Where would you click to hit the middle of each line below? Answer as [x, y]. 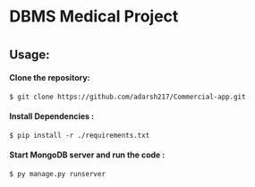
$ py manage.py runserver [57, 174]
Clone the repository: [50, 77]
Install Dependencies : [52, 116]
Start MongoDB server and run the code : [87, 155]
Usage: [30, 55]
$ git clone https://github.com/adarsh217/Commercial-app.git [127, 97]
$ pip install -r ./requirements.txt [80, 135]
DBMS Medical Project [94, 17]
